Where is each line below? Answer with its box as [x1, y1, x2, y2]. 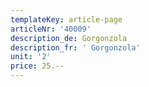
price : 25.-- [10, 61, 65, 71]
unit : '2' [10, 52, 52, 62]
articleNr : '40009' [10, 24, 92, 34]
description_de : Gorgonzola [10, 33, 128, 43]
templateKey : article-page [10, 14, 123, 25]
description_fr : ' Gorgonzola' [10, 42, 141, 53]
